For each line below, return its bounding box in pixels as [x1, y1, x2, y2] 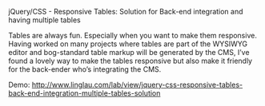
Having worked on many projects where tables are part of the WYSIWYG [8, 39, 248, 49]
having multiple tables [8, 15, 82, 25]
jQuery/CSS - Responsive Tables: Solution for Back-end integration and [8, 7, 243, 16]
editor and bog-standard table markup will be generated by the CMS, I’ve [8, 48, 250, 57]
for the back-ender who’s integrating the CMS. [8, 65, 162, 74]
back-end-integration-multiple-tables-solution [8, 88, 161, 98]
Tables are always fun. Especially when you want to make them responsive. [8, 31, 258, 40]
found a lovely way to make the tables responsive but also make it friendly [8, 56, 253, 65]
